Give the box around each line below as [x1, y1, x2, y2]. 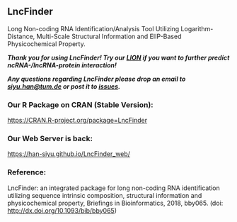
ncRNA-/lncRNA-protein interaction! [7, 60, 117, 70]
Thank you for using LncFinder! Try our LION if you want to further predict [7, 53, 230, 62]
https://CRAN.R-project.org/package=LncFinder [7, 116, 147, 125]
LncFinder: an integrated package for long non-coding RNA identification [7, 184, 221, 192]
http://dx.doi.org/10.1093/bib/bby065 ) [7, 206, 117, 215]
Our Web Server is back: [7, 134, 93, 144]
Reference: [7, 167, 47, 177]
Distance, [7, 32, 35, 40]
